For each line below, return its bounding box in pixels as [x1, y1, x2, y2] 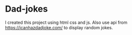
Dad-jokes [5, 3, 48, 15]
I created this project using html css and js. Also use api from [5, 19, 128, 25]
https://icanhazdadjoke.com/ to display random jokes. [5, 24, 113, 30]
